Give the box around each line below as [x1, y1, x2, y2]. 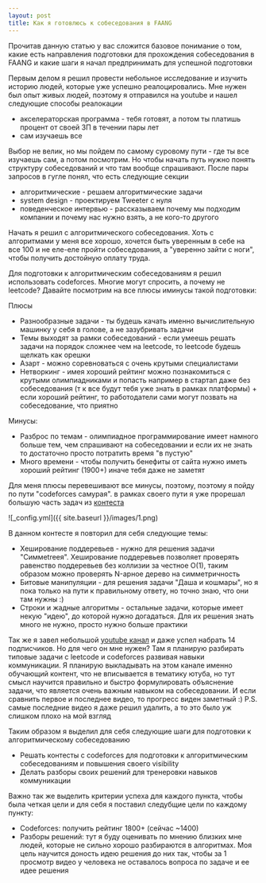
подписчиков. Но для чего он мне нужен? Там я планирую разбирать [8, 643, 245, 653]
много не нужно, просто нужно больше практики [19, 619, 188, 629]
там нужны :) [19, 594, 64, 604]
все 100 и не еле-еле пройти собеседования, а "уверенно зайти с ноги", [8, 244, 255, 254]
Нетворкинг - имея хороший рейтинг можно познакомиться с [19, 366, 231, 376]
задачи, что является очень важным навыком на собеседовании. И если [8, 685, 256, 695]
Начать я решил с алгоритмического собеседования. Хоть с [8, 227, 214, 237]
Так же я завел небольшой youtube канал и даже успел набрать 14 [8, 635, 236, 645]
